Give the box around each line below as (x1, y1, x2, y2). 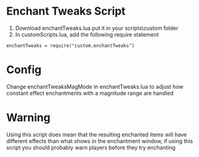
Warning (6, 111, 51, 125)
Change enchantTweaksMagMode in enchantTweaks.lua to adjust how (6, 83, 184, 90)
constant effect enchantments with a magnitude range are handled (6, 89, 174, 97)
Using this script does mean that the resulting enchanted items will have (6, 131, 187, 138)
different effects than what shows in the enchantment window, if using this (6, 137, 194, 144)
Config (6, 63, 41, 77)
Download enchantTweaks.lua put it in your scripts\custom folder (15, 24, 178, 32)
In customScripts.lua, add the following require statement (15, 30, 159, 38)
